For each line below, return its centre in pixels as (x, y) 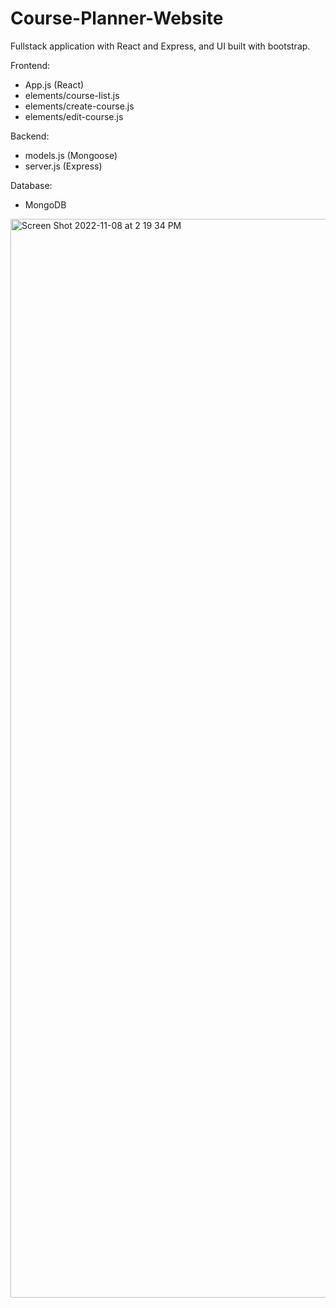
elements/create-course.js (79, 106)
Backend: (30, 136)
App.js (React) (54, 84)
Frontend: (30, 65)
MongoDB (45, 204)
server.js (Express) (63, 166)
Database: (31, 185)
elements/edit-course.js (74, 116)
